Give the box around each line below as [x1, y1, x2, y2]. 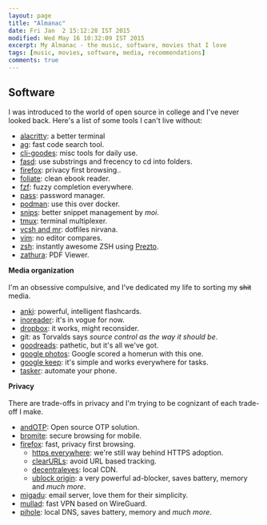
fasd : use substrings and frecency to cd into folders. [19, 157, 193, 166]
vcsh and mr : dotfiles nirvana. [19, 225, 118, 234]
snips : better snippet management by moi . [19, 207, 160, 217]
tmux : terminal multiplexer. [19, 216, 108, 225]
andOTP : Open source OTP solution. [19, 422, 140, 432]
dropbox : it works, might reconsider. [19, 323, 140, 332]
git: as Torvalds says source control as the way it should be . [19, 332, 218, 341]
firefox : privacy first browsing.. [19, 165, 122, 174]
